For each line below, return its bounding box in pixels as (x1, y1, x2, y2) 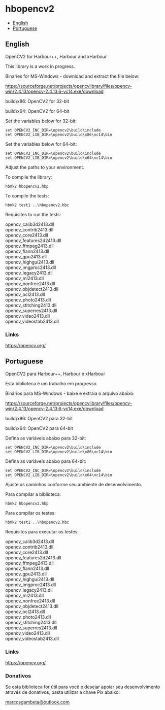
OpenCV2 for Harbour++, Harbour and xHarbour (5, 53, 107, 59)
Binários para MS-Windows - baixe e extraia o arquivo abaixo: (5, 390, 135, 396)
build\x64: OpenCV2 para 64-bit (5, 425, 74, 431)
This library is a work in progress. (5, 63, 75, 69)
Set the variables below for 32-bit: (5, 118, 77, 124)
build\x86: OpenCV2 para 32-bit (5, 415, 73, 421)
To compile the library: (5, 174, 52, 180)
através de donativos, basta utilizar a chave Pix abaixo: (5, 689, 120, 695)
